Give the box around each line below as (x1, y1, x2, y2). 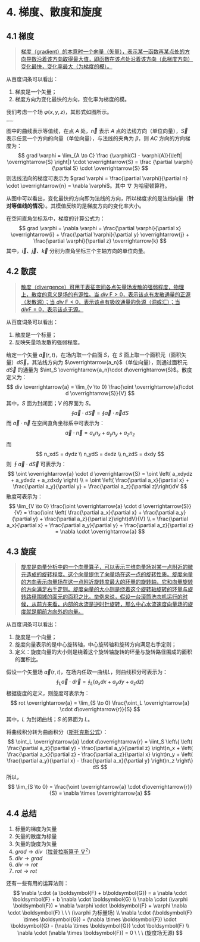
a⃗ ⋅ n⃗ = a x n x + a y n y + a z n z (65, 429, 135, 438)
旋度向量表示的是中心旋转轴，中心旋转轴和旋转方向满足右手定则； (14, 641, 177, 648)
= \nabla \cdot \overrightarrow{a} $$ (55, 528, 145, 535)
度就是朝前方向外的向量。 (20, 608, 84, 615)
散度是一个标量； (14, 331, 57, 338)
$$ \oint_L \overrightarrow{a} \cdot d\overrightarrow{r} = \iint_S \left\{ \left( (7, 738, 193, 745)
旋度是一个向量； (14, 633, 57, 641)
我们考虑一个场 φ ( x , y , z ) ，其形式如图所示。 (6, 109, 112, 115)
